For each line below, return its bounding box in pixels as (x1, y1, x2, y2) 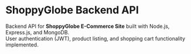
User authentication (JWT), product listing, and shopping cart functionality (5, 35, 186, 42)
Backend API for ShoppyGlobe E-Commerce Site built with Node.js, (5, 23, 170, 30)
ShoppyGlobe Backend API (5, 3, 139, 17)
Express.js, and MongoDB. (5, 28, 70, 35)
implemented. (5, 41, 39, 48)
